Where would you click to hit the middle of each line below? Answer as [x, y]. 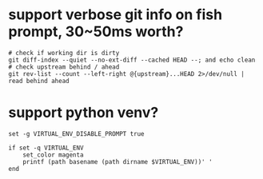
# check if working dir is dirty [64, 53]
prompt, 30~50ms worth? [96, 32]
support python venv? [84, 113]
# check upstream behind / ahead [64, 67]
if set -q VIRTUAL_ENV [46, 148]
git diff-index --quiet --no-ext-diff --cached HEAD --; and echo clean [132, 60]
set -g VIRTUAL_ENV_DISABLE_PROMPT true [77, 133]
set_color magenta [53, 155]
